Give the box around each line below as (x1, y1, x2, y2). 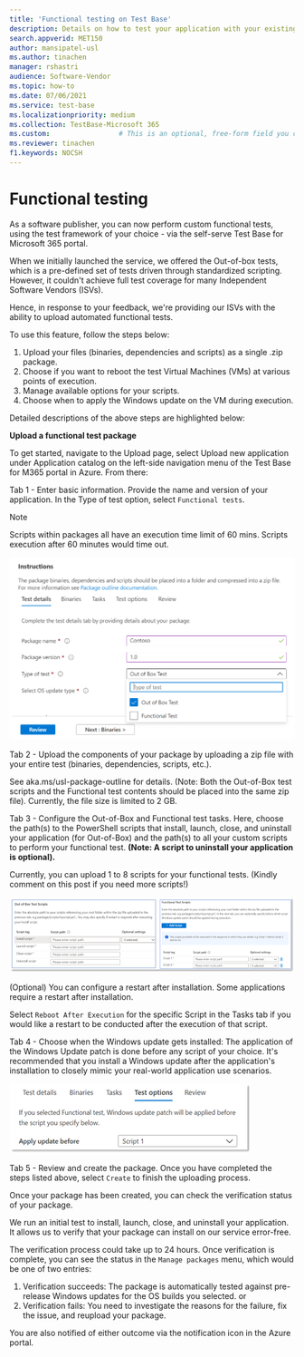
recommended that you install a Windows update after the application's (9, 1055, 276, 1066)
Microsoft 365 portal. (9, 237, 89, 248)
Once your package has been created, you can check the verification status (9, 1189, 292, 1200)
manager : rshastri (9, 63, 79, 72)
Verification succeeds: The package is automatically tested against (22, 1281, 273, 1292)
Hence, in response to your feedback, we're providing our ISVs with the (9, 302, 276, 313)
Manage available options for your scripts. (22, 385, 180, 396)
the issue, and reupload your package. (22, 1310, 166, 1321)
